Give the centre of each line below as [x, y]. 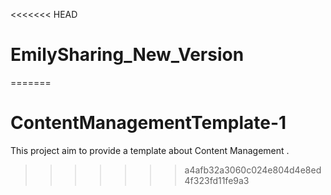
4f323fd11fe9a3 [217, 180]
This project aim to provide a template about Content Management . [150, 150]
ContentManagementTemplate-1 [148, 123]
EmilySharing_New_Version [127, 55]
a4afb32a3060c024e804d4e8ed [253, 170]
